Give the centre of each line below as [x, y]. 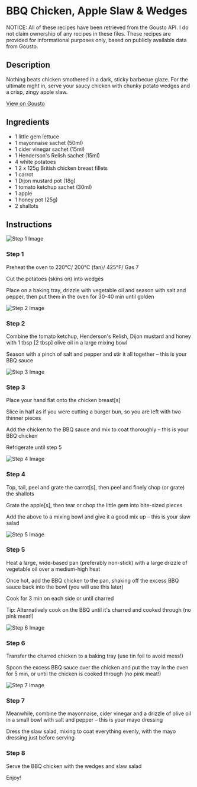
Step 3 [16, 387]
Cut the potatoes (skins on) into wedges [55, 279]
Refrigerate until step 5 [34, 447]
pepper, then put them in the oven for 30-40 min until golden [80, 296]
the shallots [20, 494]
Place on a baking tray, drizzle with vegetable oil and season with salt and [96, 290]
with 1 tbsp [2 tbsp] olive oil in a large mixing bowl [67, 342]
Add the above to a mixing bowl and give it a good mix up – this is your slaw [98, 516]
